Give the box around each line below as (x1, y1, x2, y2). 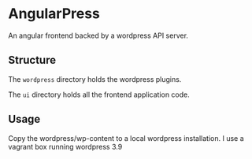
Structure (8, 54, 57, 67)
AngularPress (8, 5, 101, 23)
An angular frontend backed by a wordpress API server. (8, 31, 189, 40)
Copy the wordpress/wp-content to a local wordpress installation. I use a (8, 133, 244, 142)
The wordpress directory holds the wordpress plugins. (8, 74, 182, 83)
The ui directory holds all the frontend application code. (8, 90, 191, 99)
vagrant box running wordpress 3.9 (8, 142, 123, 151)
